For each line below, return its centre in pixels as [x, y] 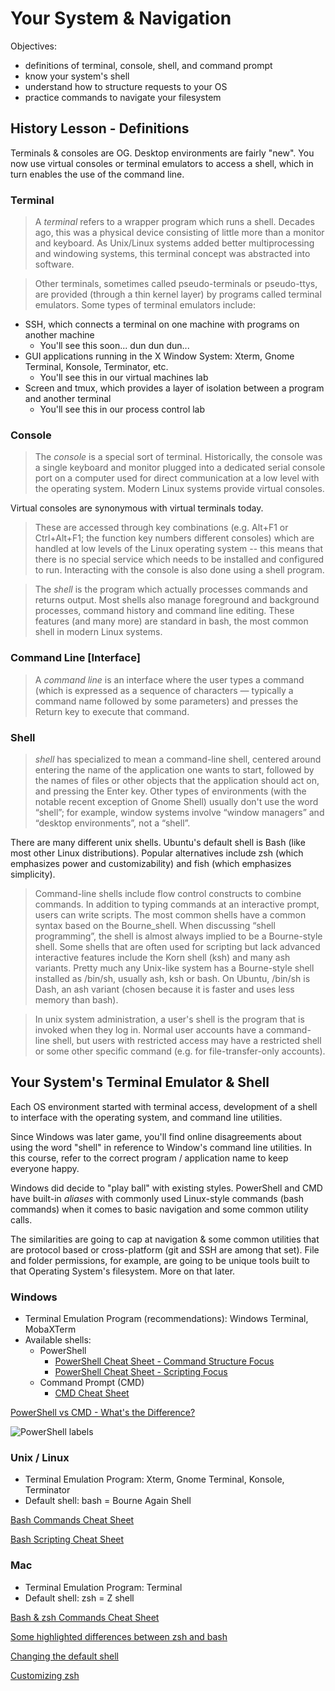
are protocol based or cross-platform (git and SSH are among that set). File [165, 1249]
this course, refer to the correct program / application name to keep [149, 1158]
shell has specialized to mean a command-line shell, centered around [178, 759]
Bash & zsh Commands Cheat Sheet [85, 1617]
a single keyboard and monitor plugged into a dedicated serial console [180, 468]
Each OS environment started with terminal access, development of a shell [164, 1106]
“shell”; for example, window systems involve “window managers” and [179, 812]
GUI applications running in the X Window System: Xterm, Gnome [159, 356]
